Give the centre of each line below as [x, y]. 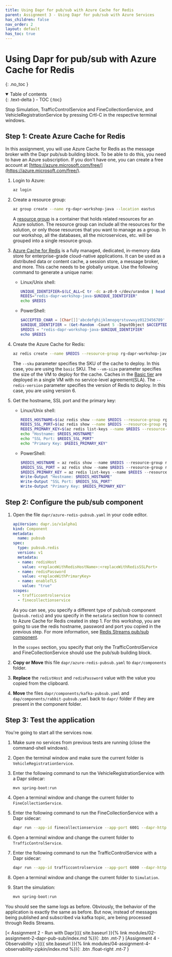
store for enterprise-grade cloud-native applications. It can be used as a [89, 256]
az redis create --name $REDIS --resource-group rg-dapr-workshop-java [91, 354]
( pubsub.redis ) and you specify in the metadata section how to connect [87, 615]
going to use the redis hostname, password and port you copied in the [87, 626]
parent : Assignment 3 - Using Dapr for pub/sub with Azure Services [80, 15]
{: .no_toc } [17, 84]
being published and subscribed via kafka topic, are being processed [78, 917]
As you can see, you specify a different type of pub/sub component [84, 610]
